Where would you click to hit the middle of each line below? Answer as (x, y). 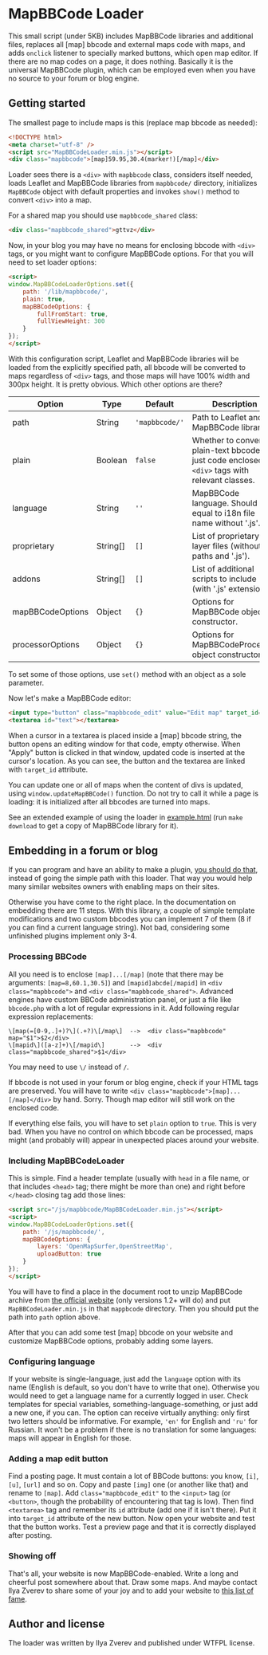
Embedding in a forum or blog (83, 851)
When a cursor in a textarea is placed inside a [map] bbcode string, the (125, 735)
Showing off (32, 1556)
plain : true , (44, 299)
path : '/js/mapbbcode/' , (64, 1232)
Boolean (112, 460)
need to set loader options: (53, 262)
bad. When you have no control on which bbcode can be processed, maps (131, 1131)
